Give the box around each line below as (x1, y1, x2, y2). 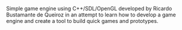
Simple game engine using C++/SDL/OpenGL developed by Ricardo (6, 5, 172, 12)
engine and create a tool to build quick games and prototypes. (6, 18, 159, 24)
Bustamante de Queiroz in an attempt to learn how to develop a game (6, 11, 177, 18)
